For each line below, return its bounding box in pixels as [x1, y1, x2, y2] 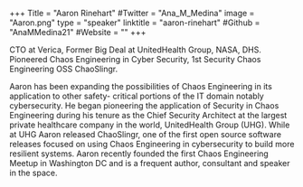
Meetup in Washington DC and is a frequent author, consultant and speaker [9, 158, 291, 168]
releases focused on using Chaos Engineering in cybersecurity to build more [9, 139, 295, 149]
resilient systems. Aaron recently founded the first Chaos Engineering [9, 148, 269, 159]
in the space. [9, 167, 58, 178]
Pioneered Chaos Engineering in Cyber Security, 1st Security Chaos [9, 54, 261, 64]
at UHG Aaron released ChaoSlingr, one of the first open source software [9, 129, 282, 139]
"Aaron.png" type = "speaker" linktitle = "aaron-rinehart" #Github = [9, 17, 260, 28]
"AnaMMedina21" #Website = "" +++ [9, 27, 147, 37]
